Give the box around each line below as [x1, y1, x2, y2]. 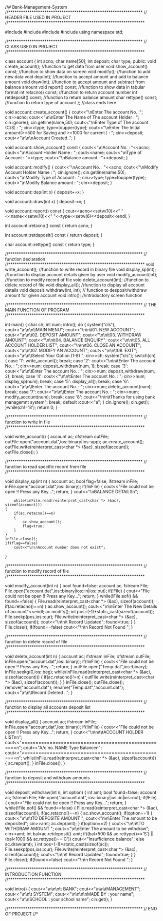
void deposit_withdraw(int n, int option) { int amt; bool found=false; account [5, 789, 157, 795]
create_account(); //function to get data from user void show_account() [5, 63, 148, 69]
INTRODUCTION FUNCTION [5, 871, 62, 877]
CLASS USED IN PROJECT [5, 44, 58, 49]
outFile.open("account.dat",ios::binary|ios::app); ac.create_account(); [5, 439, 145, 445]
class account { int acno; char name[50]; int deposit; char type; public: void [5, 58, 156, 64]
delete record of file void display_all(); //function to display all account [5, 282, 145, 288]
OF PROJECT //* [5, 911, 38, 917]
